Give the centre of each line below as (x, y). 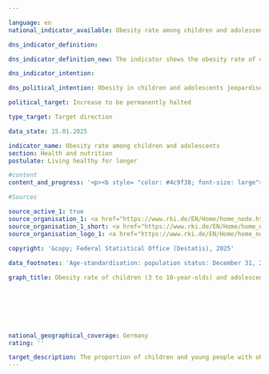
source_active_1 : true (46, 211)
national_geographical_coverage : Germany (78, 336)
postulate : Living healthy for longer (73, 161)
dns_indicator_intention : (51, 74)
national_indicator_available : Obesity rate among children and (118, 30)
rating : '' (26, 343)
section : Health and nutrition (60, 153)
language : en (30, 22)
